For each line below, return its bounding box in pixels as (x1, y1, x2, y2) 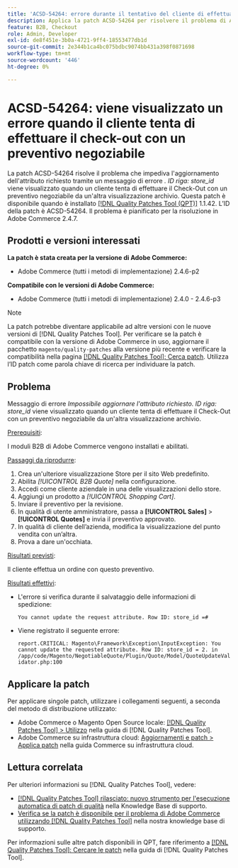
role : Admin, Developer (7, 30, 78, 38)
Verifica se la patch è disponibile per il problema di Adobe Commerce (17, 809, 221, 818)
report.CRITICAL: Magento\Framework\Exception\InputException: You (17, 640, 221, 647)
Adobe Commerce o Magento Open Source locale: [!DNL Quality (17, 718, 206, 727)
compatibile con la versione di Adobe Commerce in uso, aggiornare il (7, 337, 209, 346)
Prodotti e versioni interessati (7, 234, 140, 246)
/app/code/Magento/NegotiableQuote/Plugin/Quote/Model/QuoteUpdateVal (17, 653, 231, 660)
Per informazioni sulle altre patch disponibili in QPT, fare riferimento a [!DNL (7, 837, 229, 846)
